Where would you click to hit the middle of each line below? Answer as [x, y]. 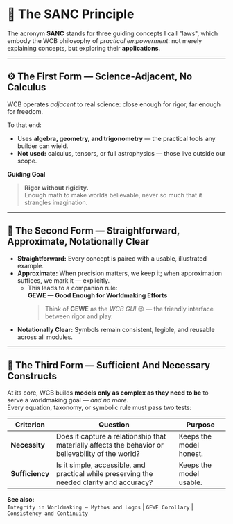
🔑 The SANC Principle [71, 14]
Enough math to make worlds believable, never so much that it [113, 195]
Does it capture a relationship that [111, 436]
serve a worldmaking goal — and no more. [68, 400]
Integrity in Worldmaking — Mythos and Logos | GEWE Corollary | [101, 507]
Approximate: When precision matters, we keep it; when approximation [119, 273]
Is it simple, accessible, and [101, 465]
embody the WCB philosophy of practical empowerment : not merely [105, 40]
